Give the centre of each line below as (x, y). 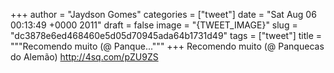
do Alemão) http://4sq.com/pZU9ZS (84, 57)
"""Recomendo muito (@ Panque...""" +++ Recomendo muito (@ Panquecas (167, 46)
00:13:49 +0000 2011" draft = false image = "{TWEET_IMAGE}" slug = (154, 25)
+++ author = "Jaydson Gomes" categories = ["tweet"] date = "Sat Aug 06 (163, 14)
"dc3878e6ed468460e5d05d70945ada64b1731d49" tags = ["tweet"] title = (166, 35)
